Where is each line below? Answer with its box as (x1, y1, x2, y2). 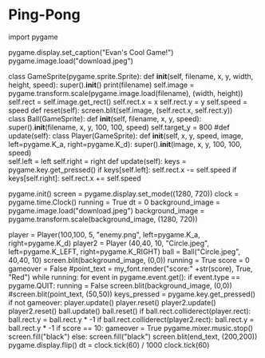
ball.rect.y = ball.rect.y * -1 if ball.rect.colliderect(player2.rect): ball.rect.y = (8, 314, 255, 324)
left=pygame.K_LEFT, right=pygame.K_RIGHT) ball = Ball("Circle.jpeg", (8, 246, 241, 257)
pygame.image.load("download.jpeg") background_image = (8, 205, 205, 215)
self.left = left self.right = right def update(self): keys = (8, 156, 187, 165)
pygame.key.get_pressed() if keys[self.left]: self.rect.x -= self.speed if (8, 165, 237, 174)
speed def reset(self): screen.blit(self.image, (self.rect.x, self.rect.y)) (8, 105, 233, 115)
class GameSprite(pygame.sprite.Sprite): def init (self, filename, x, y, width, (8, 71, 254, 81)
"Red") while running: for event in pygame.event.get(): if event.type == (8, 272, 241, 281)
